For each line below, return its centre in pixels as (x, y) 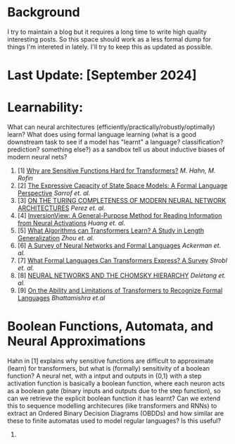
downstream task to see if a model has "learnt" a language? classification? (115, 142)
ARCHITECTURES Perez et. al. (61, 208)
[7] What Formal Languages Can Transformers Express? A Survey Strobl (122, 261)
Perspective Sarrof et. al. (54, 193)
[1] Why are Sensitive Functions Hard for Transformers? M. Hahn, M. (116, 171)
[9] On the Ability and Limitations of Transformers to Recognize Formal (120, 290)
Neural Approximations (77, 341)
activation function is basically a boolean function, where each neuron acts (116, 383)
